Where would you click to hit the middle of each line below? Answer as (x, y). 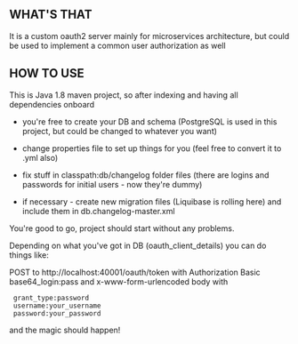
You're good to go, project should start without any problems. (122, 228)
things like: (29, 255)
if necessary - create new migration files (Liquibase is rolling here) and (152, 201)
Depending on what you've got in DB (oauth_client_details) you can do (138, 245)
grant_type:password (51, 298)
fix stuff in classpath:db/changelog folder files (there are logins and (145, 175)
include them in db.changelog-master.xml (98, 211)
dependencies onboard (52, 104)
